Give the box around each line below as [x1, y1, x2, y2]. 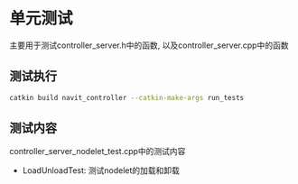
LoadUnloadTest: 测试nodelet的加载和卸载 [22, 165, 181, 176]
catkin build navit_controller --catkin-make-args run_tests [9, 93, 245, 102]
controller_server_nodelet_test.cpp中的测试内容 [9, 146, 186, 157]
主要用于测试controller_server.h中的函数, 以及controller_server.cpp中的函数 [9, 40, 289, 51]
